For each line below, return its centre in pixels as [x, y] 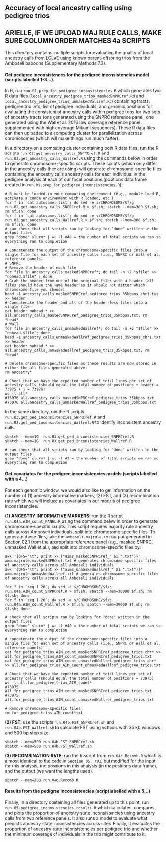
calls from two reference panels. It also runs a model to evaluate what [76, 818]
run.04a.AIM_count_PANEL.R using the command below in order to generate [81, 521]
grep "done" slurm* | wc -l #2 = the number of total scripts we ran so [82, 459]
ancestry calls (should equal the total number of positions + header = [82, 385]
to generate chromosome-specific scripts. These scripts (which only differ [81, 164]
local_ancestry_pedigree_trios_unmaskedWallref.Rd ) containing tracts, [78, 101]
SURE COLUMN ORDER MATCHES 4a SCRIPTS [78, 40]
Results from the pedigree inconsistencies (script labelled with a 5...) [78, 791]
